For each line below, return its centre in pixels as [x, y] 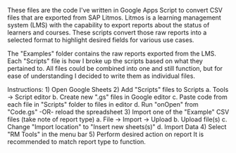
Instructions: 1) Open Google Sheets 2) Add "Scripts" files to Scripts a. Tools [118, 89]
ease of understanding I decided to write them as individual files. [101, 76]
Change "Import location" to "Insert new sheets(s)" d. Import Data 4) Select [117, 127]
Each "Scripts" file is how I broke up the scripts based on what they [105, 61]
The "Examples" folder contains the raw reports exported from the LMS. [112, 53]
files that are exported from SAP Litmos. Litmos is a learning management [114, 18]
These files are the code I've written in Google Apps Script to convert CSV [115, 10]
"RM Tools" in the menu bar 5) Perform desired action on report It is [106, 134]
